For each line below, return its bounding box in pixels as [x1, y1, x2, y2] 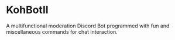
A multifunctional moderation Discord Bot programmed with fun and [6, 22, 170, 29]
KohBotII [6, 3, 49, 17]
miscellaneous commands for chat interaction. [6, 28, 118, 35]
